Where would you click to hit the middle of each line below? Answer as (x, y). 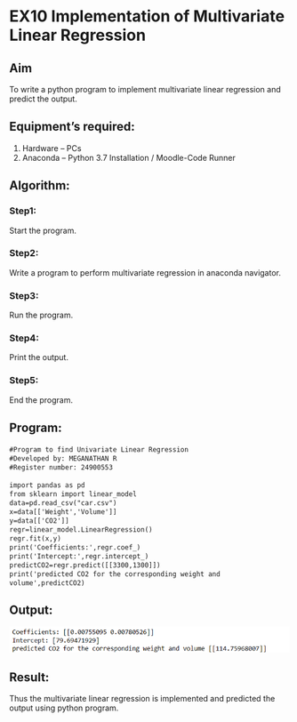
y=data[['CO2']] (39, 521)
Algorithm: (40, 185)
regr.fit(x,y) (36, 538)
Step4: (24, 338)
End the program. (41, 400)
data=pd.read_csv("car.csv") (63, 503)
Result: (29, 677)
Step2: (24, 253)
